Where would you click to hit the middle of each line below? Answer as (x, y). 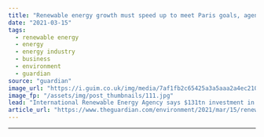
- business (33, 59)
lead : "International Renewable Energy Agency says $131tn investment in (132, 103)
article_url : (29, 110)
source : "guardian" (40, 81)
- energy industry (46, 52)
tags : (17, 30)
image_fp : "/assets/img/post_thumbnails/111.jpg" (91, 96)
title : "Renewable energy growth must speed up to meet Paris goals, (125, 15)
